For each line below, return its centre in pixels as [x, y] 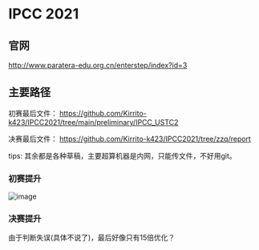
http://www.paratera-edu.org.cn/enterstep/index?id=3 [98, 65]
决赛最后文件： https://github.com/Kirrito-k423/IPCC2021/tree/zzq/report [129, 139]
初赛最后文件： [33, 113]
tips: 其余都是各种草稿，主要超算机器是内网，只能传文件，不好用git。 [122, 155]
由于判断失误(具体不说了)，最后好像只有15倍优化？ [92, 238]
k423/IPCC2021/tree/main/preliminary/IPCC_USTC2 [93, 122]
